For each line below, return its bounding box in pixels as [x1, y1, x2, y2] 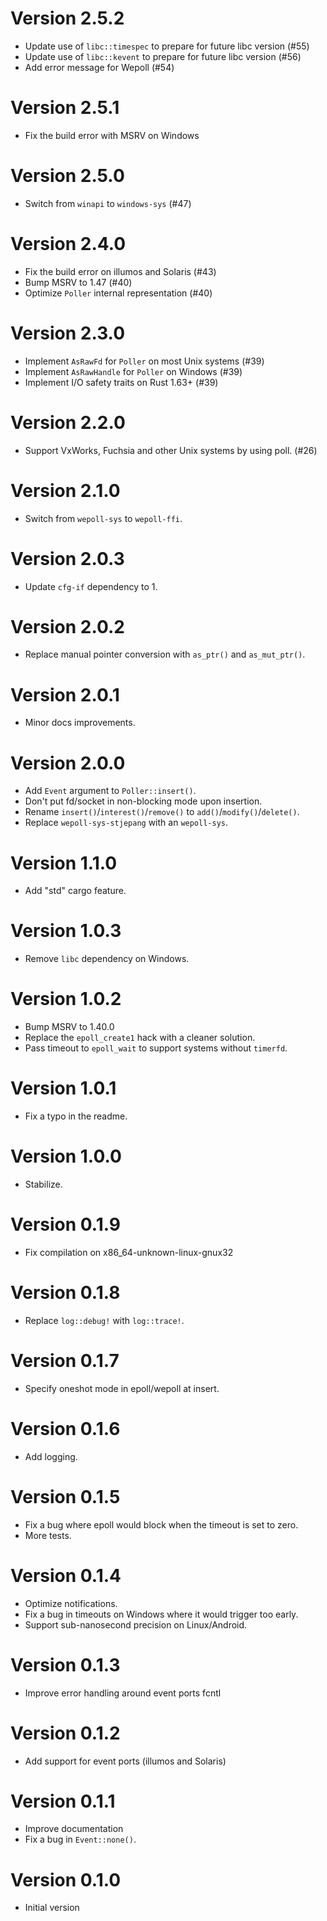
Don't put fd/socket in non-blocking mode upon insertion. [24, 795, 263, 807]
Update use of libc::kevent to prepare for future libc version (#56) [24, 50, 302, 62]
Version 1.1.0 [10, 852, 118, 874]
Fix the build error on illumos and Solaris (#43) [24, 265, 217, 277]
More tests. [24, 1529, 72, 1541]
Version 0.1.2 [10, 1722, 121, 1744]
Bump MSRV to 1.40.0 [24, 1021, 115, 1033]
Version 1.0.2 [10, 988, 122, 1011]
